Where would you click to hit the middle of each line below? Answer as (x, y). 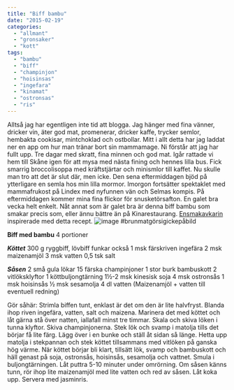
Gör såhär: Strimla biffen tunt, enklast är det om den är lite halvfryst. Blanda (116, 305)
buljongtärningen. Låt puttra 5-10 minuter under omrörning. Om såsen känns (117, 364)
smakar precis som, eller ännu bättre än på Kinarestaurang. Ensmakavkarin (115, 213)
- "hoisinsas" (34, 79)
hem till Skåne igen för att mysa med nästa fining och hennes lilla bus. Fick (115, 161)
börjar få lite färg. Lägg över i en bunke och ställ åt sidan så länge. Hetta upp (117, 334)
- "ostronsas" (34, 99)
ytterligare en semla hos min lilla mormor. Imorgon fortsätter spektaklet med (116, 184)
